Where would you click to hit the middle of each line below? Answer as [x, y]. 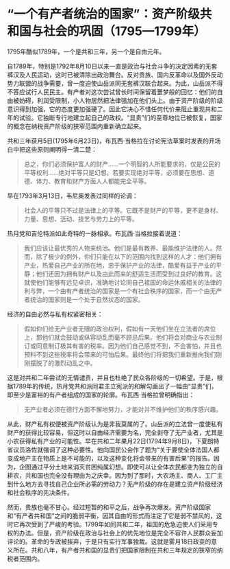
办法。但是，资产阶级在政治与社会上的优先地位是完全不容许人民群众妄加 [121, 533]
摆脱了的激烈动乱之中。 [63, 363]
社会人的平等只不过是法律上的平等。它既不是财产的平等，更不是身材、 [123, 210]
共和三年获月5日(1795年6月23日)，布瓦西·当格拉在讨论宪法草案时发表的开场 [114, 141]
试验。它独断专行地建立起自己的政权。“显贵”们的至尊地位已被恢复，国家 [120, 117]
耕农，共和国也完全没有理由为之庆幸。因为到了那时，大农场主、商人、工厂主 [115, 475]
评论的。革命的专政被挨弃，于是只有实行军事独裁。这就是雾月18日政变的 [109, 541]
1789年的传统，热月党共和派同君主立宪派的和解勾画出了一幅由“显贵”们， [115, 386]
